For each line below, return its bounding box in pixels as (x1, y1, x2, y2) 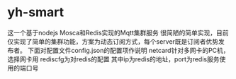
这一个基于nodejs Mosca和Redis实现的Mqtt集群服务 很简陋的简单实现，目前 (7, 28, 229, 37)
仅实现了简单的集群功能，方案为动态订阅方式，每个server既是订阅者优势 (7, 37, 219, 46)
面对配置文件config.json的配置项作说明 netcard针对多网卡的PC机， (33, 46, 230, 54)
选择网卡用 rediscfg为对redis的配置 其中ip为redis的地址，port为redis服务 (7, 54, 220, 63)
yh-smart (7, 4, 64, 20)
